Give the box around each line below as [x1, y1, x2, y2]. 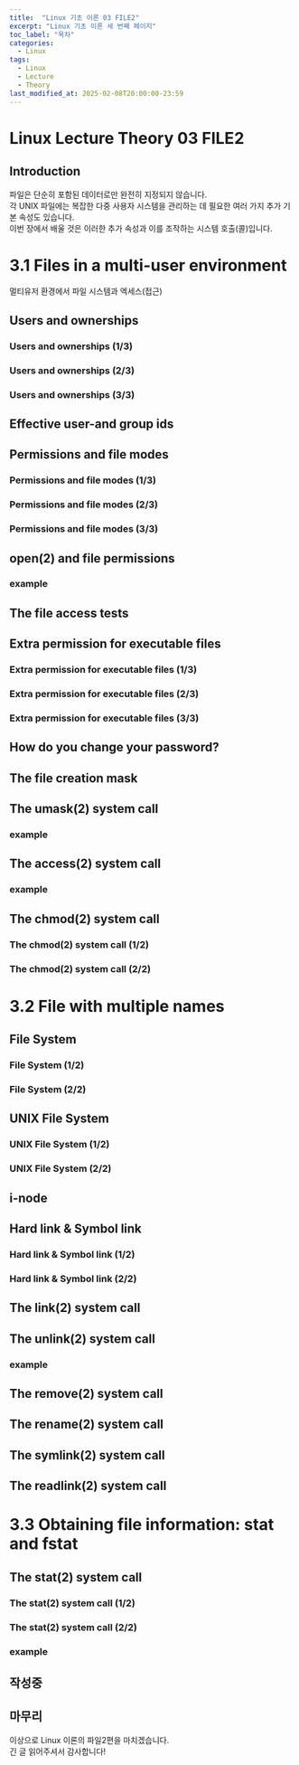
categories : [9, 38, 54, 48]
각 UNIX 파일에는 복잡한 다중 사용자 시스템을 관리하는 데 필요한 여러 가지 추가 [9, 200, 282, 211]
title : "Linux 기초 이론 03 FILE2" [9, 13, 140, 23]
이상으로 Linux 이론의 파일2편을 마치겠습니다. [9, 1734, 170, 1745]
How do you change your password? [9, 740, 220, 755]
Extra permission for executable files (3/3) [9, 712, 200, 724]
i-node [9, 1190, 48, 1205]
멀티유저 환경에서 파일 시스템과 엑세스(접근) [9, 286, 163, 297]
